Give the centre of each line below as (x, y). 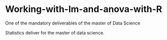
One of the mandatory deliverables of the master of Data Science (73, 23)
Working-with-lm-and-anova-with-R (84, 9)
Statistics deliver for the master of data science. (55, 32)
